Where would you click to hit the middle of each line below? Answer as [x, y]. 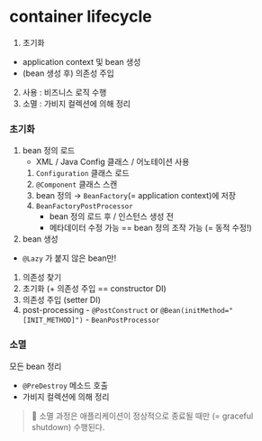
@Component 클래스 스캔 [77, 184]
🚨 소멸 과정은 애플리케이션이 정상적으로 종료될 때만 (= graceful [142, 416]
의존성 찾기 [42, 278]
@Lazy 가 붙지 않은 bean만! [69, 258]
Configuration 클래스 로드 [82, 173]
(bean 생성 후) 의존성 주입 [68, 73]
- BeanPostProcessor [122, 320]
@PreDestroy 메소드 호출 [65, 385]
